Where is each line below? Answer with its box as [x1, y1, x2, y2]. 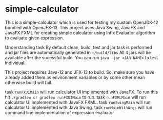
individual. [5, 60, 26, 66]
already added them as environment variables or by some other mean [5, 74, 145, 80]
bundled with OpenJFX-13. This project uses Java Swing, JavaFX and [5, 24, 145, 30]
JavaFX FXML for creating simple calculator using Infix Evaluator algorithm [5, 30, 155, 35]
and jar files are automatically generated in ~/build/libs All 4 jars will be [5, 50, 151, 55]
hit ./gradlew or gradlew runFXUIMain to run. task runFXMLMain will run [5, 94, 146, 100]
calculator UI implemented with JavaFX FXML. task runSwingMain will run [5, 99, 151, 105]
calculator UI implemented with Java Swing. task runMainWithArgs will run [5, 104, 153, 110]
